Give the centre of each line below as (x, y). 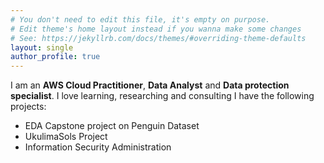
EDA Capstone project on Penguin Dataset (112, 126)
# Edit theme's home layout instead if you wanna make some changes (156, 29)
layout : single (42, 47)
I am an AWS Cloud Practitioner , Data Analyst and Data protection (150, 85)
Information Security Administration (98, 147)
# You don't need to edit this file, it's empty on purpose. (140, 19)
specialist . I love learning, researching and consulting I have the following (162, 96)
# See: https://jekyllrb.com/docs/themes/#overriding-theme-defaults (158, 38)
